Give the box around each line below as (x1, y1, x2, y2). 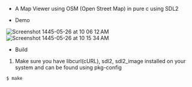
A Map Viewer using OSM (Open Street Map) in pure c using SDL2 (14, 5, 179, 12)
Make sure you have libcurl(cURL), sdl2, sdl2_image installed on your (14, 58, 186, 64)
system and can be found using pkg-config (14, 64, 122, 71)
